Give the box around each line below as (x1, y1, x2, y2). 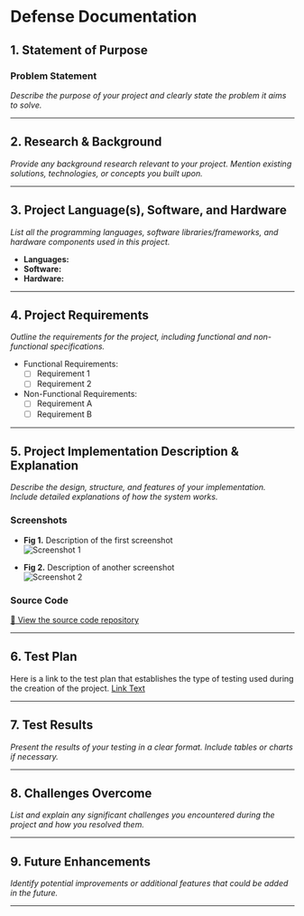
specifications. (50, 341, 106, 352)
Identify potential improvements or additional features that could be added (10, 878, 289, 889)
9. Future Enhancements (10, 854, 152, 869)
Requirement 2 (36, 378, 92, 390)
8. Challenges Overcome (10, 785, 152, 801)
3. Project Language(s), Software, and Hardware (10, 203, 287, 218)
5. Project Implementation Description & (10, 443, 239, 458)
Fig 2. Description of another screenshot (23, 562, 175, 572)
